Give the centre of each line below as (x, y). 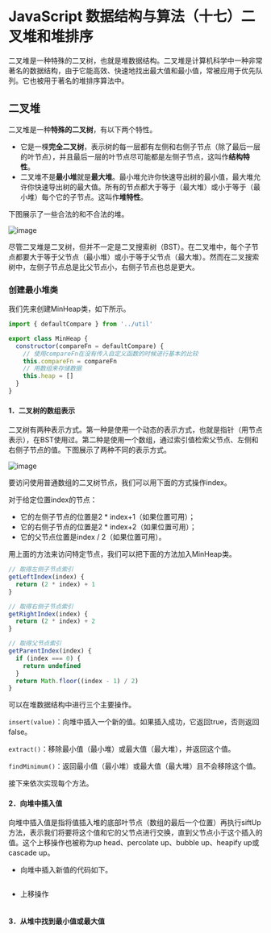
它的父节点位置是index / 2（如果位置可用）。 (93, 537)
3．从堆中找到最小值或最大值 (57, 921)
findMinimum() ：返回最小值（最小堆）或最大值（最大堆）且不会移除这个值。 (134, 766)
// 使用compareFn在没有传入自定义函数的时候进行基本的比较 (111, 354)
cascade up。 (31, 853)
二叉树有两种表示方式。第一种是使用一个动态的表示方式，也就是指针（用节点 (135, 430)
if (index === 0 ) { (48, 658)
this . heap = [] (48, 376)
